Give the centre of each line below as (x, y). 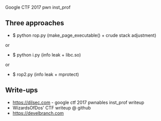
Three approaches (35, 23)
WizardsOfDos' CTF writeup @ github (52, 107)
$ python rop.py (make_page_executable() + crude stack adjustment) (84, 35)
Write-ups (22, 90)
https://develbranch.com (38, 113)
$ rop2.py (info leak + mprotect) (46, 74)
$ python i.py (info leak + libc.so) (47, 54)
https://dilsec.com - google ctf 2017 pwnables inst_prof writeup (78, 102)
